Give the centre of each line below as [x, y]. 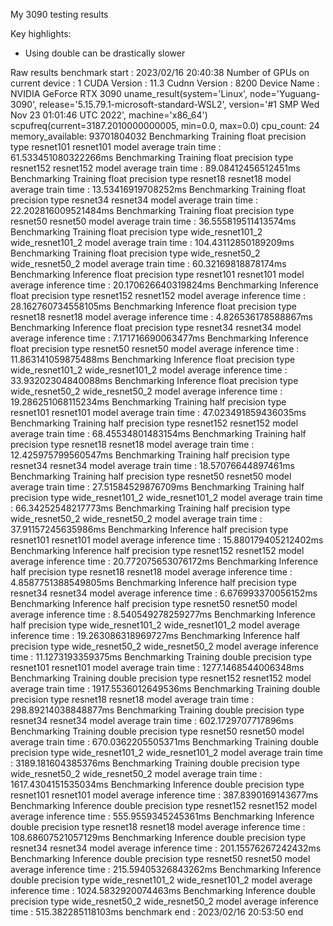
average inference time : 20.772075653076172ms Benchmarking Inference [164, 561]
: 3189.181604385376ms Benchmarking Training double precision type [155, 763]
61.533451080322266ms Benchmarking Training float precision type [152, 157]
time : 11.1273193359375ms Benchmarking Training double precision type [161, 657]
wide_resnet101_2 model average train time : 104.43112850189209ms [152, 242]
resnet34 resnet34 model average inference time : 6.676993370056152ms [164, 593]
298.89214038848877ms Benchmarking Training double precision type [157, 710]
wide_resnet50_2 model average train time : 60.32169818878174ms [148, 263]
